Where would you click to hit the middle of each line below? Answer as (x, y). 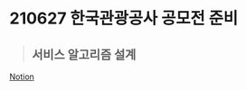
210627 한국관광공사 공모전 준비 (123, 18)
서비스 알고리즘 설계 (84, 54)
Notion (22, 76)
